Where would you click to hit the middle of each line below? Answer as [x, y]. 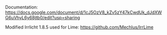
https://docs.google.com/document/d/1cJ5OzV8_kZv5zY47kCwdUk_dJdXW [83, 12]
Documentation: [22, 7]
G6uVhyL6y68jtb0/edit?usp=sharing [43, 17]
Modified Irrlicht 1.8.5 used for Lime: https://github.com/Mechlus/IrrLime [79, 27]
